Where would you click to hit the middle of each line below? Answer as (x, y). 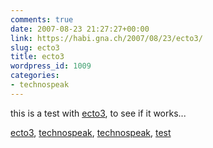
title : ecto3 (37, 57)
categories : (35, 76)
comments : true (42, 19)
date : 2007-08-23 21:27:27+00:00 (80, 29)
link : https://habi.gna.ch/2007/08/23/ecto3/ (106, 38)
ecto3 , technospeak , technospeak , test (91, 132)
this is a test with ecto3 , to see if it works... (98, 113)
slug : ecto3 (35, 47)
